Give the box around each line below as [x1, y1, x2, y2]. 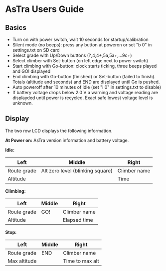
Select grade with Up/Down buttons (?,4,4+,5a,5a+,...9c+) [12, 52, 132, 58]
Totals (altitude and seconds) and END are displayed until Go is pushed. [12, 79, 160, 85]
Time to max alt [63, 258, 99, 265]
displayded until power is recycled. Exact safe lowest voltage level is [12, 95, 153, 101]
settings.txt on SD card [12, 47, 60, 53]
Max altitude [7, 258, 37, 265]
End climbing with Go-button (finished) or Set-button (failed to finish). [12, 74, 156, 79]
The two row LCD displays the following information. [5, 128, 113, 134]
